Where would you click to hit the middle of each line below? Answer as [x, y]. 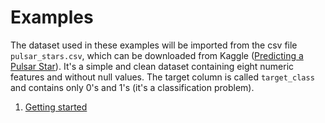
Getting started [56, 107]
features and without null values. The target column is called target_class [162, 77]
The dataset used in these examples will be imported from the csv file [154, 45]
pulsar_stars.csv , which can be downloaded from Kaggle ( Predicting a [157, 55]
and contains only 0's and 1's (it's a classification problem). [132, 87]
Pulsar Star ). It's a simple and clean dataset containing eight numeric [152, 66]
